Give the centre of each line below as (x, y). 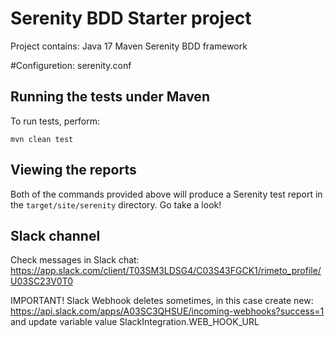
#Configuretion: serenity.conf (71, 65)
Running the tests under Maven (110, 97)
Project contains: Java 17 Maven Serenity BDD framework (129, 46)
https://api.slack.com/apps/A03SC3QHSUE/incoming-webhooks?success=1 (167, 311)
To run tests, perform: (55, 121)
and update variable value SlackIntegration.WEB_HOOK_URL (135, 322)
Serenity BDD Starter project (131, 18)
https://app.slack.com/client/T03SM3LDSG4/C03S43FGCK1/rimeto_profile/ (166, 271)
